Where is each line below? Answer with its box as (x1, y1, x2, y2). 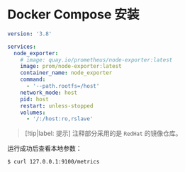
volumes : (20, 109, 46, 116)
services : (7, 43, 37, 50)
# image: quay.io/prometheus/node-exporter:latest (20, 56, 173, 64)
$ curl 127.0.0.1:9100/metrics (7, 159, 100, 166)
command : (20, 76, 46, 84)
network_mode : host (20, 89, 78, 96)
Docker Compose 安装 (7, 6, 140, 23)
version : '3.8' (7, 30, 52, 38)
